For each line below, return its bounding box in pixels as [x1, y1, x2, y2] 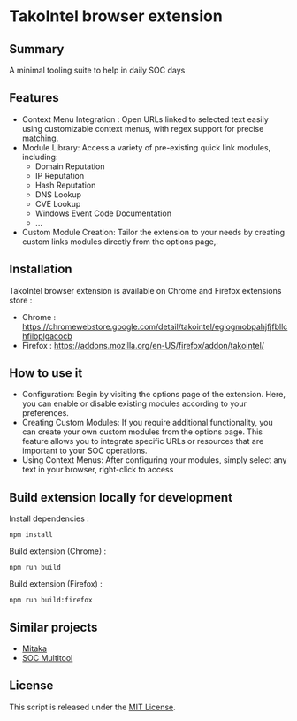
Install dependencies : [9, 513, 90, 524]
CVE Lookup [34, 198, 81, 209]
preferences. [21, 408, 69, 418]
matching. [21, 133, 59, 143]
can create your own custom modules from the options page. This [21, 426, 263, 437]
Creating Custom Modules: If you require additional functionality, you [21, 418, 273, 428]
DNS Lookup [34, 188, 82, 200]
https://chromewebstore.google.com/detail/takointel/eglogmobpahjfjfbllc [21, 321, 288, 332]
